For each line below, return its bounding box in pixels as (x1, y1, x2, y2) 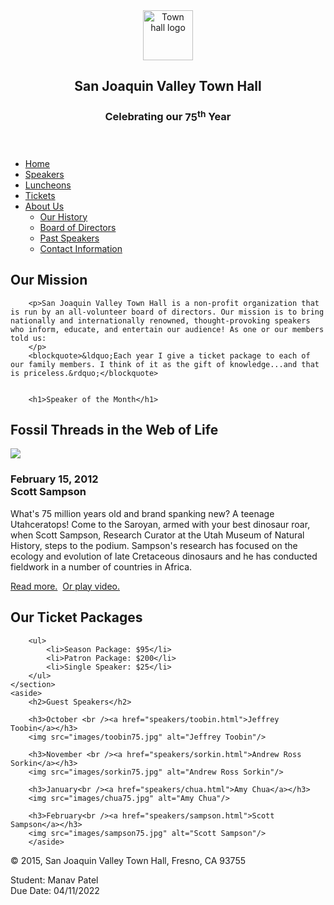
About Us (24, 200, 65, 212)
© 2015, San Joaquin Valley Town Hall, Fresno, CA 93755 (10, 854, 246, 866)
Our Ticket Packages (10, 609, 143, 626)
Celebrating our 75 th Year (104, 108, 232, 124)
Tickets (24, 189, 56, 201)
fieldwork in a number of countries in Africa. (10, 560, 193, 573)
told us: (10, 333, 47, 343)
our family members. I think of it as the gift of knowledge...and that (10, 359, 320, 369)
